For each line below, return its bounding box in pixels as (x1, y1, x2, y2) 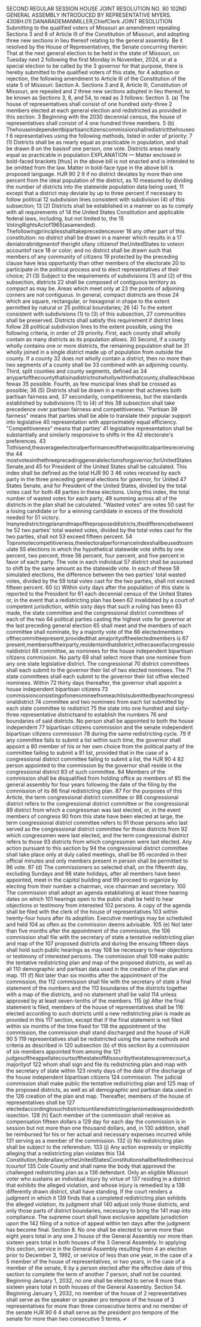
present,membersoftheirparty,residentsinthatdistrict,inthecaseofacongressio (6, 641, 194, 648)
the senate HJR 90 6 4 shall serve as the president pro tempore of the (6, 1309, 179, 1316)
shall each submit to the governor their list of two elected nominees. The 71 (6, 667, 191, 673)
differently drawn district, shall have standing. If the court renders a (6, 1188, 172, 1195)
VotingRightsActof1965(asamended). (6, 221, 97, 228)
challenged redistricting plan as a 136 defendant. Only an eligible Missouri (6, 1169, 188, 1176)
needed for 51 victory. (6, 514, 60, 521)
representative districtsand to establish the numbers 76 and (20, 711, 167, 718)
